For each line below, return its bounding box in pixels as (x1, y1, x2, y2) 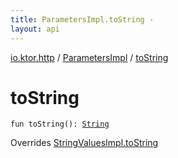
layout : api (10, 24, 60, 34)
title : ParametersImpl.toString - (10, 14, 155, 25)
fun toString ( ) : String (10, 119, 110, 130)
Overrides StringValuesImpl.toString (10, 137, 159, 149)
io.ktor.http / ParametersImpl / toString (10, 51, 169, 63)
